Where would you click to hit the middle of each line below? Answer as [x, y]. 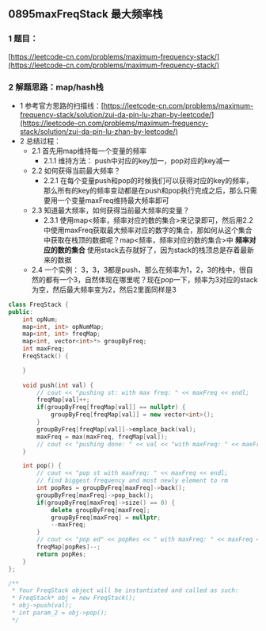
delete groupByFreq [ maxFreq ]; [100, 510]
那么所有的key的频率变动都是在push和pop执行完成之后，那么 [143, 190]
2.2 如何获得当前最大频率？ [76, 170]
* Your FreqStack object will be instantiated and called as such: [125, 591]
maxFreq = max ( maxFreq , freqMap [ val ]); [103, 437]
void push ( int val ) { [58, 385]
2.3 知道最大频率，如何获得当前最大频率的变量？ [110, 210]
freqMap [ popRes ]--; [69, 547]
